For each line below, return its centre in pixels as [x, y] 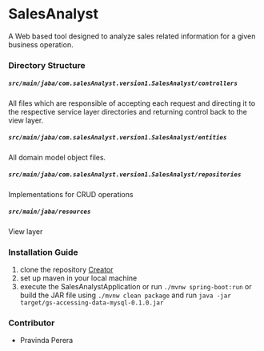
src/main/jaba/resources [50, 212]
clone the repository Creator [66, 270]
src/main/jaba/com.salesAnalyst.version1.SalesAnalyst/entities [118, 138]
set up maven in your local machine [78, 278]
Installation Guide [43, 252]
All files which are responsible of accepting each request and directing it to [132, 103]
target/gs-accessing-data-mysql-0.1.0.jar [92, 303]
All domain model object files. [57, 157]
